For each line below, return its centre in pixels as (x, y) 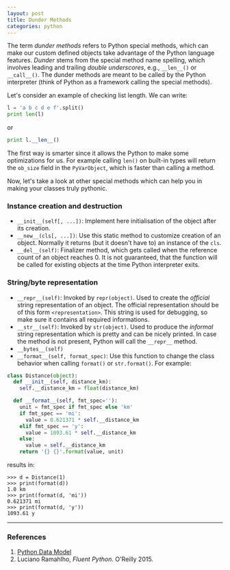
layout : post (26, 13)
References (27, 537)
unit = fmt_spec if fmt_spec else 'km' (76, 407)
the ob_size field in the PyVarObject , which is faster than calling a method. (111, 168)
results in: (21, 465)
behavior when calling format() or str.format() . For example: (104, 363)
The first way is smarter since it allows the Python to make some (98, 153)
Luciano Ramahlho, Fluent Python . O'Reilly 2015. (85, 559)
